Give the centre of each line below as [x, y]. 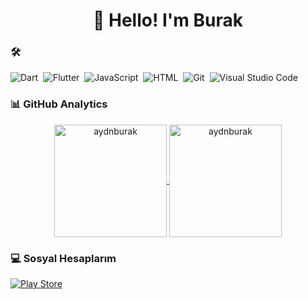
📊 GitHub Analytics [59, 104]
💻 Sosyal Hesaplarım [63, 258]
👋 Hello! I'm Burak [168, 20]
